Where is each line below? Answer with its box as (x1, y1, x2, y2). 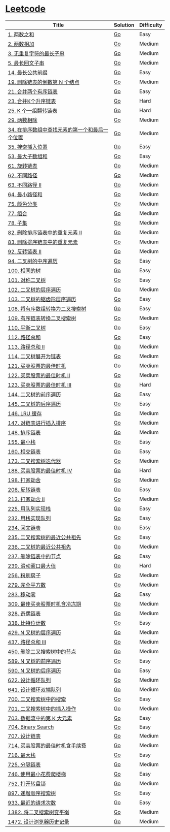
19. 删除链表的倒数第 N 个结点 (8, 78, 79, 85)
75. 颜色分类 (8, 200, 38, 207)
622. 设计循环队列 (8, 677, 51, 684)
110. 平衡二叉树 (8, 324, 46, 331)
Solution (113, 21, 135, 28)
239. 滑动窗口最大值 (8, 562, 56, 569)
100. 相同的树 (8, 267, 41, 274)
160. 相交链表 (8, 448, 41, 455)
